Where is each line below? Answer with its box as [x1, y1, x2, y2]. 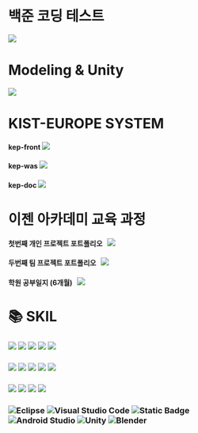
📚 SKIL [8, 308, 58, 325]
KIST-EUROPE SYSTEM [8, 115, 165, 133]
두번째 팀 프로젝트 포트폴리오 [8, 258, 97, 268]
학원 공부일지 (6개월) [8, 278, 73, 287]
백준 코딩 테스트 [8, 7, 105, 25]
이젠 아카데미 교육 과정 [8, 211, 147, 229]
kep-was [8, 161, 38, 171]
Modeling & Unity [8, 61, 124, 79]
